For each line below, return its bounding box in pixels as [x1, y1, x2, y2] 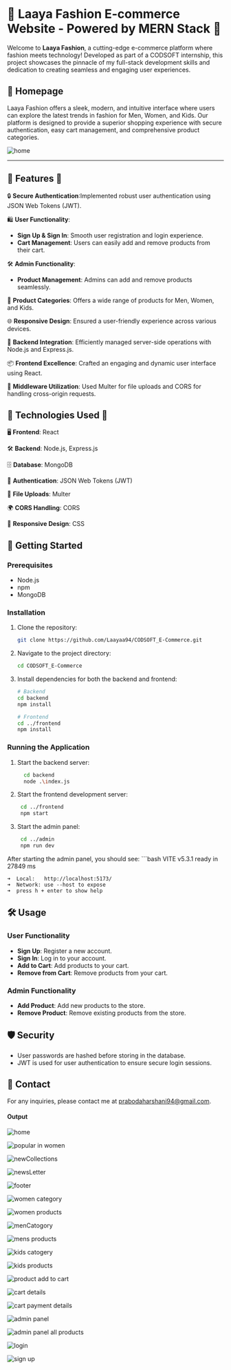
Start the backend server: [16, 758, 90, 766]
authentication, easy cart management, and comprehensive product [7, 125, 200, 134]
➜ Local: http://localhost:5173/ [7, 875, 112, 882]
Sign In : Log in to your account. [16, 953, 107, 962]
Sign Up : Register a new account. [16, 947, 112, 955]
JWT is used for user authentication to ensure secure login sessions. [16, 1058, 212, 1066]
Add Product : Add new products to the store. [16, 1001, 146, 1009]
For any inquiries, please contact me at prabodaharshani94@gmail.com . [7, 1097, 212, 1105]
